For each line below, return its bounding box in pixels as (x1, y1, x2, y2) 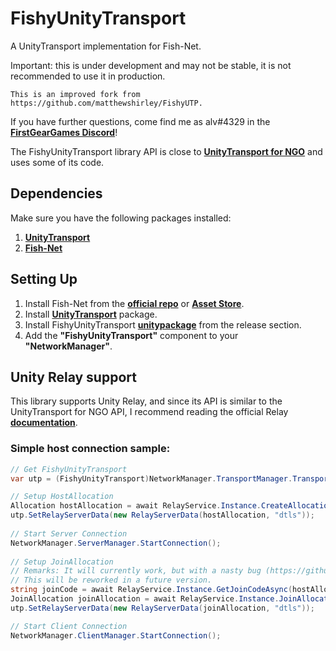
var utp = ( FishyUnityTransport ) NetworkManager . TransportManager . (10, 473, 293, 484)
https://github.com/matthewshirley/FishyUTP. (10, 98, 203, 108)
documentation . (10, 417, 78, 429)
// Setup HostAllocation (10, 492, 114, 502)
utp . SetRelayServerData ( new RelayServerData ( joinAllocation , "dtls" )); (10, 603, 315, 613)
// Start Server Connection (10, 528, 128, 539)
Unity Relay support (10, 368, 137, 386)
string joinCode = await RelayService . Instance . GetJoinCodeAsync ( (10, 585, 293, 595)
